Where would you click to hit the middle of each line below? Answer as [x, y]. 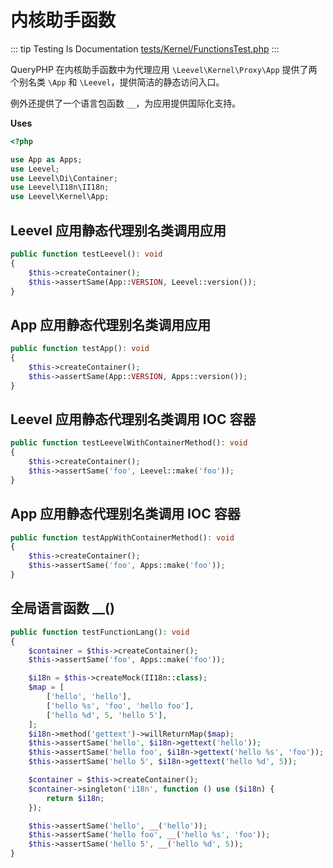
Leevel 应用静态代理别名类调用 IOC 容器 [133, 419]
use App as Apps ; [46, 159]
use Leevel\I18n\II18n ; [60, 187]
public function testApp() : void [80, 349]
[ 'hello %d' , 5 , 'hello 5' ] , [107, 715]
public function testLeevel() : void [86, 254]
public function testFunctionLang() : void [100, 632]
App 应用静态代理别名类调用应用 [111, 324]
